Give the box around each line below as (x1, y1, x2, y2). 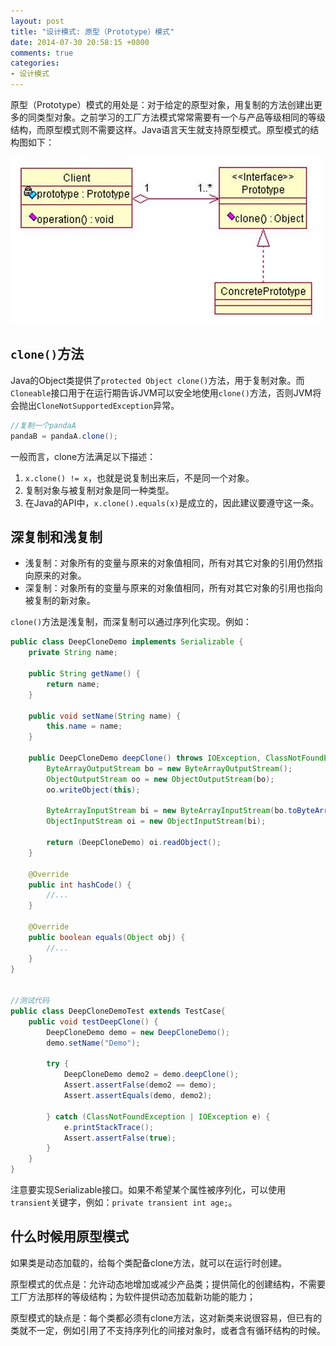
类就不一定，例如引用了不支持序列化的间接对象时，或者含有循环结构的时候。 (10, 1324, 326, 1336)
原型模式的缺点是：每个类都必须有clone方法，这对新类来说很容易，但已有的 (10, 1311, 323, 1324)
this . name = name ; (46, 721, 123, 732)
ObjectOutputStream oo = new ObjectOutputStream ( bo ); (46, 774, 275, 784)
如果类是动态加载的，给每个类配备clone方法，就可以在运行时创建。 (10, 1256, 288, 1269)
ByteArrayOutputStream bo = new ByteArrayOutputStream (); (46, 763, 293, 774)
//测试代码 (10, 996, 50, 1006)
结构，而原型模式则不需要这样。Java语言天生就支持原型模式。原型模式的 (10, 124, 311, 135)
